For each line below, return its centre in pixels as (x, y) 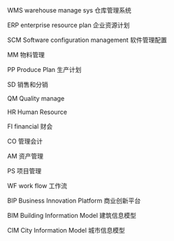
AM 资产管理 (26, 156)
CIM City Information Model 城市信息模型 (66, 230)
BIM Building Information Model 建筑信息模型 (72, 216)
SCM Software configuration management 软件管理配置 (87, 40)
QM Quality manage (36, 98)
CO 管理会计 (25, 141)
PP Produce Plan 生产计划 (44, 70)
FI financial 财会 (30, 126)
